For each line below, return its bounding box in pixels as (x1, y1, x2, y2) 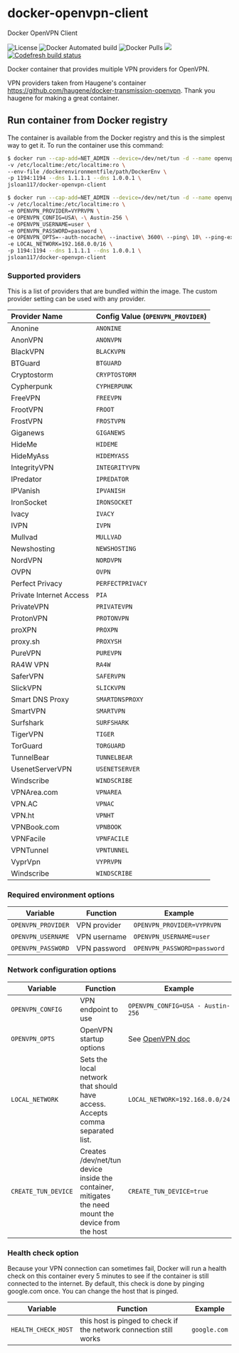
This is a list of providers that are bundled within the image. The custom (7, 287, 218, 295)
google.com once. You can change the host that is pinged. (7, 1287, 179, 1296)
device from (80, 1217, 120, 1227)
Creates (80, 1146, 107, 1156)
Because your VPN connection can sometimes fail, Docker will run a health (7, 1265, 227, 1273)
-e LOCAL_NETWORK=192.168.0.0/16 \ (7, 240, 113, 248)
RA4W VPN (11, 660, 50, 670)
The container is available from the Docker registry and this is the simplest (7, 133, 225, 142)
